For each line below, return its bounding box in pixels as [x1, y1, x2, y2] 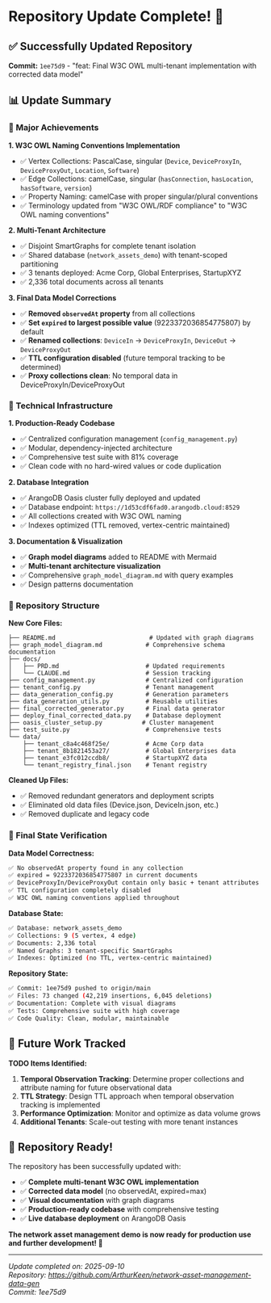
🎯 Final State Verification [8, 830, 107, 841]
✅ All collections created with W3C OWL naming [19, 511, 181, 520]
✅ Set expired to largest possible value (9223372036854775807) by [19, 317, 252, 327]
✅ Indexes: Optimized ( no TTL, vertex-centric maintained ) [8, 954, 212, 962]
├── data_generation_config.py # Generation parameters [8, 691, 229, 699]
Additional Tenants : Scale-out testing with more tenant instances [19, 1116, 239, 1126]
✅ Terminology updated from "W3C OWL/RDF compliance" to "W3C [19, 200, 248, 210]
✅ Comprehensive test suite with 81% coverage [19, 452, 179, 461]
